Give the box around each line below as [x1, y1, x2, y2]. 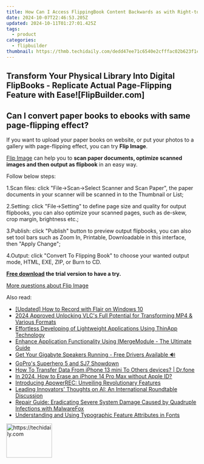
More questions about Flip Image [6, 282, 89, 289]
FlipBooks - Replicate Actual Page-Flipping [6, 80, 172, 91]
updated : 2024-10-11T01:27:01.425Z [6, 20, 97, 26]
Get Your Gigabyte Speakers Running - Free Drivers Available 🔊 [15, 350, 176, 358]
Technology [15, 331, 46, 338]
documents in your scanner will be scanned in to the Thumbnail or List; [6, 191, 184, 198]
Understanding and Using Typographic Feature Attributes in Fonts [15, 411, 180, 418]
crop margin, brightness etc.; [6, 215, 79, 222]
